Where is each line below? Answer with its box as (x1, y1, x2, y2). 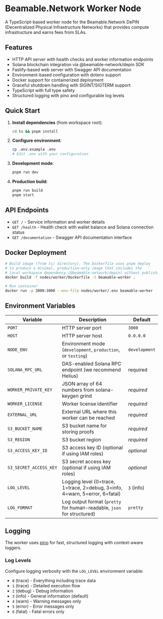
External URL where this (62, 408, 117, 415)
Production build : (12, 178, 48, 185)
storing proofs (62, 428, 95, 435)
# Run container (5, 283, 38, 288)
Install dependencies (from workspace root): (12, 120, 103, 125)
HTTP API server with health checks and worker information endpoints (12, 56, 154, 62)
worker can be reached (62, 414, 115, 421)
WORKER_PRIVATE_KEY (7, 387, 52, 392)
